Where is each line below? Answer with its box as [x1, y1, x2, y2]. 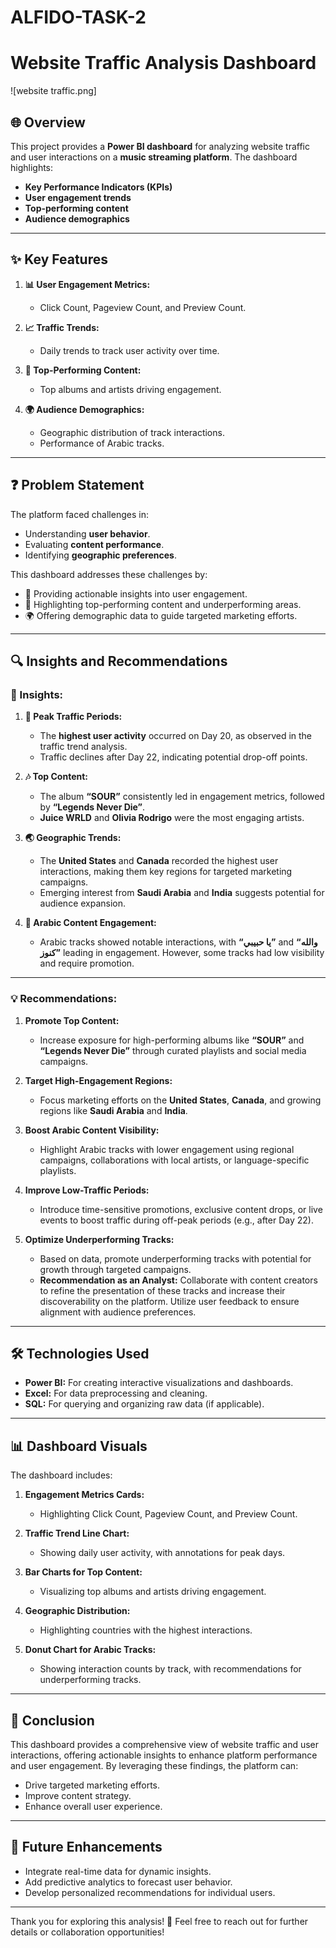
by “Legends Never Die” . [39, 801, 146, 813]
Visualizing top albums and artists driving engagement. [39, 1586, 267, 1598]
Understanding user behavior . [24, 527, 151, 540]
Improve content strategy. [24, 1789, 132, 1801]
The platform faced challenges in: [10, 508, 149, 520]
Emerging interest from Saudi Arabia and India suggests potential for [39, 887, 325, 899]
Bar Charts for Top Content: [24, 1566, 143, 1578]
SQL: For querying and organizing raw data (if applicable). [24, 1398, 265, 1410]
